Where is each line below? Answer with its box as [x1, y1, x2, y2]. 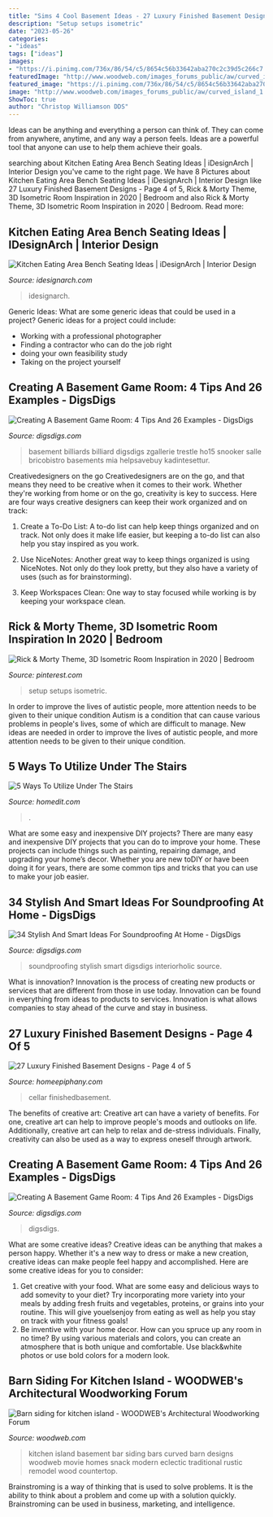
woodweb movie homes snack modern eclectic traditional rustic [28, 1457, 243, 1467]
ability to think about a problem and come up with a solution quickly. [8, 1490, 237, 1500]
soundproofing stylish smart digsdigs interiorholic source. [28, 962, 223, 971]
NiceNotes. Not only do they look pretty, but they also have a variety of [19, 563, 258, 572]
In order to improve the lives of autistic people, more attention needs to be [8, 701, 257, 711]
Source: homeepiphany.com [8, 1076, 103, 1086]
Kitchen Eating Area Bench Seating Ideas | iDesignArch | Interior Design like [8, 176, 262, 186]
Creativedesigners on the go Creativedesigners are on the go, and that [8, 471, 245, 480]
